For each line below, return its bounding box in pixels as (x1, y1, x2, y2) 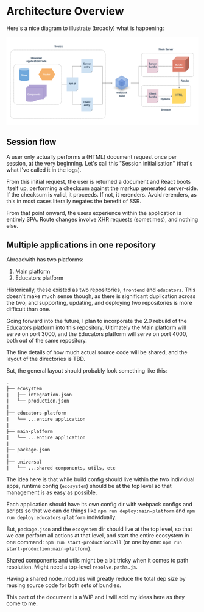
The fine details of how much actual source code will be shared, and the (6, 349, 188, 356)
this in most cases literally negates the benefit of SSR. (6, 197, 142, 205)
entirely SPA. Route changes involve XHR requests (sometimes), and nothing (6, 216, 199, 223)
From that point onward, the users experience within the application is (6, 209, 181, 216)
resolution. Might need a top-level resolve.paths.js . (6, 563, 138, 570)
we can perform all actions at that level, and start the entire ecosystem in (6, 532, 189, 539)
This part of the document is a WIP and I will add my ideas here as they (6, 594, 185, 601)
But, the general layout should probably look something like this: (6, 367, 167, 374)
